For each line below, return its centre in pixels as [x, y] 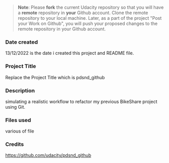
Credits [15, 144]
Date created [22, 42]
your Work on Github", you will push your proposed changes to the [88, 23]
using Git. [15, 107]
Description [20, 90]
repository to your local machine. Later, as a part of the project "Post [90, 18]
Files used [18, 120]
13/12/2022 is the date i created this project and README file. [69, 53]
